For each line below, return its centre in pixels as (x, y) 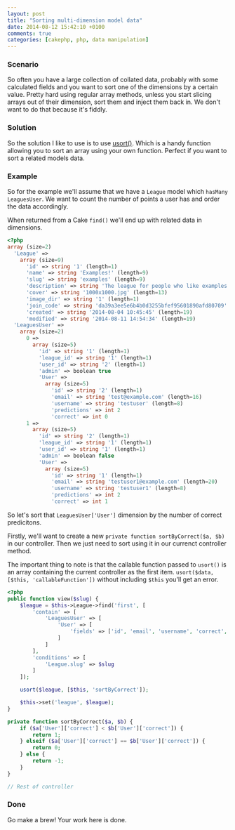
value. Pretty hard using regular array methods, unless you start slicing (109, 95)
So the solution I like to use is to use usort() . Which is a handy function (109, 143)
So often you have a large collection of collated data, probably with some (113, 80)
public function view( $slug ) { (53, 599)
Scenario (23, 65)
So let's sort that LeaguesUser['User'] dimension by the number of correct (115, 515)
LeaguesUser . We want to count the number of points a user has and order (114, 199)
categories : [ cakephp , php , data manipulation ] (78, 40)
